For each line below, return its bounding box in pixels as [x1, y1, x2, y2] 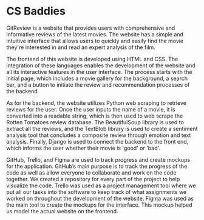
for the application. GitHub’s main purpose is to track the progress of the [6, 162, 188, 170]
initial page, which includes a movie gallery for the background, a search [6, 75, 188, 82]
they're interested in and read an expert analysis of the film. [6, 44, 156, 51]
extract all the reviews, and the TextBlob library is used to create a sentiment [6, 125, 199, 132]
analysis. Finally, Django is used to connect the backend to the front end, [6, 138, 189, 145]
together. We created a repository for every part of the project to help [6, 175, 180, 182]
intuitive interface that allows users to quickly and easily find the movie [6, 37, 184, 44]
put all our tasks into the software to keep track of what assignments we [6, 188, 187, 195]
